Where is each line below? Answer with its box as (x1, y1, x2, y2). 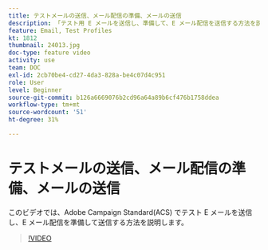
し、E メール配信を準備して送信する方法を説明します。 (8, 217, 189, 227)
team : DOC (8, 64, 41, 72)
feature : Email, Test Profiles (8, 26, 112, 34)
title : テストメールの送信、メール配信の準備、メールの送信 (8, 11, 182, 20)
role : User (8, 78, 45, 86)
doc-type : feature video (8, 49, 91, 57)
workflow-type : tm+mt (8, 101, 81, 109)
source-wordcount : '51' (8, 109, 88, 117)
